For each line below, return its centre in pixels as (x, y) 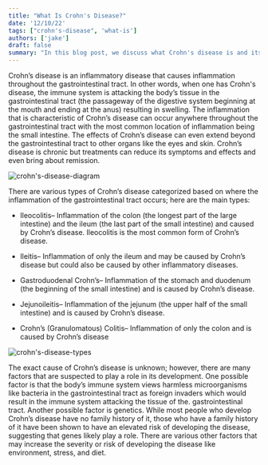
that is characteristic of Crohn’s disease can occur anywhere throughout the (133, 118)
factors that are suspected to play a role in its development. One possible (128, 376)
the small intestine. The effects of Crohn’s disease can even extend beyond (132, 135)
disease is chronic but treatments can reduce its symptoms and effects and (132, 152)
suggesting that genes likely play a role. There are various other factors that (133, 435)
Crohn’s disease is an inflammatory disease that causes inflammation (122, 76)
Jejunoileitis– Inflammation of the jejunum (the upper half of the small (134, 304)
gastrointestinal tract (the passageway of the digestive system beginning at (132, 101)
